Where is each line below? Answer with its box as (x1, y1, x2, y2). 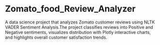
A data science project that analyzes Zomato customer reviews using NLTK (5, 19, 155, 25)
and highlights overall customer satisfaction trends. (5, 34, 108, 40)
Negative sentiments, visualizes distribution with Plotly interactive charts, (5, 29, 151, 35)
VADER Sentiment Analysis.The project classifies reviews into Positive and (5, 24, 153, 30)
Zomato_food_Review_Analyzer (5, 3, 136, 14)
